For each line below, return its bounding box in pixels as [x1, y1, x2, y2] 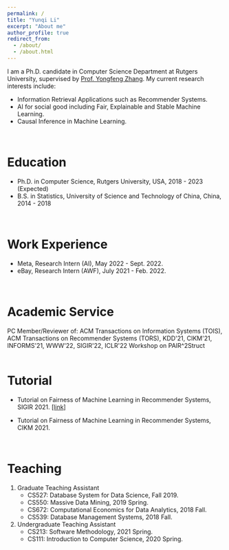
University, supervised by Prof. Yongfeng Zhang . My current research [7, 74, 204, 82]
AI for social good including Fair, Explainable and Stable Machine [17, 102, 201, 111]
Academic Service [7, 304, 115, 320]
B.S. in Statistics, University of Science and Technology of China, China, [17, 192, 222, 200]
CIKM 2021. [17, 423, 50, 432]
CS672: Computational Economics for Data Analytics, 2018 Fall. [27, 505, 208, 514]
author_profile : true [7, 29, 69, 36]
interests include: [7, 82, 56, 90]
